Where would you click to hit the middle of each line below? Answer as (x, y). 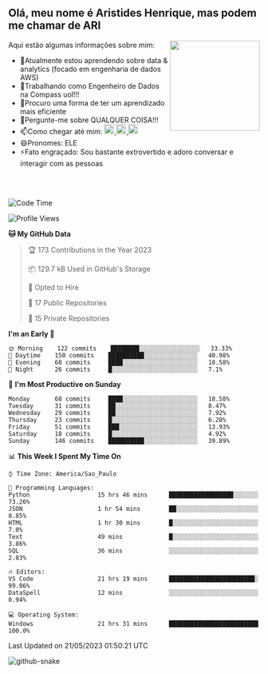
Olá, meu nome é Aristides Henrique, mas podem (132, 13)
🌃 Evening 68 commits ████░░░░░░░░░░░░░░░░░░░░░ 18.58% (119, 362)
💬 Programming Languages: (51, 488)
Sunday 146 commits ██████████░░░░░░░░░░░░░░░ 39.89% (119, 441)
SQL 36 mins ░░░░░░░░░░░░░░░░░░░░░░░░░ (134, 551)
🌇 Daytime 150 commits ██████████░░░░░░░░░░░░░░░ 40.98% (119, 355)
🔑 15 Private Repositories (69, 318)
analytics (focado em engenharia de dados (90, 69)
